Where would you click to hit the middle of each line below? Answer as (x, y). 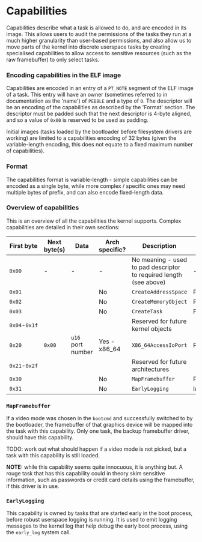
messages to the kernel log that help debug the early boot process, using (97, 526)
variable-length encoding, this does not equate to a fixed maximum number (100, 145)
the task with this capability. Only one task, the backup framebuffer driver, (98, 431)
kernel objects (152, 328)
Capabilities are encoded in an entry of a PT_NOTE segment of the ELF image (100, 88)
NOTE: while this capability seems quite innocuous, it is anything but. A (95, 467)
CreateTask (147, 311)
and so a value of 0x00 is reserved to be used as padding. (77, 120)
